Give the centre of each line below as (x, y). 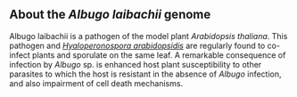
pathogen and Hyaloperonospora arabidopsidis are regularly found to (137, 45)
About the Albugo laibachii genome (110, 15)
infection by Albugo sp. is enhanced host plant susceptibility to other (136, 64)
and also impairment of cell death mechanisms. (96, 83)
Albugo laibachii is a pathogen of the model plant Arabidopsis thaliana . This (148, 36)
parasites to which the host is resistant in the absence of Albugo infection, (145, 74)
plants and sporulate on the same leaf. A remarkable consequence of (159, 55)
